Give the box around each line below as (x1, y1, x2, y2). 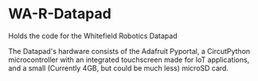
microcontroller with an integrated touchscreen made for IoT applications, (8, 55, 250, 64)
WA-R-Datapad (8, 5, 111, 23)
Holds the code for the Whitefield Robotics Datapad (8, 31, 178, 40)
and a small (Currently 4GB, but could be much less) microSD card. (8, 63, 229, 72)
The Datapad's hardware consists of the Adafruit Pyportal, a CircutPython (8, 46, 251, 56)
